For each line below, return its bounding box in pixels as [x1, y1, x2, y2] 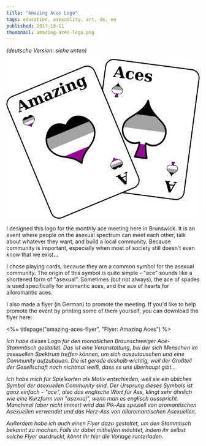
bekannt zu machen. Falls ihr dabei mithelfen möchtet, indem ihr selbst [6, 426, 186, 434]
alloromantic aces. [6, 289, 53, 297]
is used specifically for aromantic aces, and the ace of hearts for [6, 282, 170, 290]
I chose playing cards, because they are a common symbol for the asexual [6, 263, 194, 270]
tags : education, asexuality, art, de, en [6, 16, 116, 23]
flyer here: [6, 314, 32, 321]
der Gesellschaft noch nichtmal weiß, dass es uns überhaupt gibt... [6, 363, 177, 371]
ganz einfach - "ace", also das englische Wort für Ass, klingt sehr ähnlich [6, 388, 193, 396]
